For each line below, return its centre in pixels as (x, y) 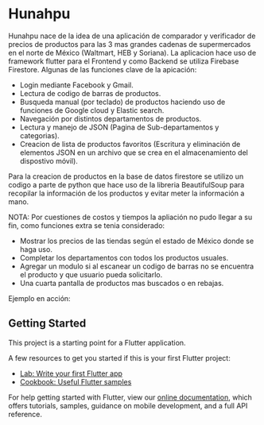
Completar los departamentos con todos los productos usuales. (124, 257)
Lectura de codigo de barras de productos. (90, 93)
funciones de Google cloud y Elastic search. (92, 110)
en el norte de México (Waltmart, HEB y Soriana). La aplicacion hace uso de (132, 52)
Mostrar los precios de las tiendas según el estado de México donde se (137, 241)
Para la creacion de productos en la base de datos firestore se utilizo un (126, 176)
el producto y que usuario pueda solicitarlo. (91, 274)
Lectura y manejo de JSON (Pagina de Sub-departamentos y (119, 127)
